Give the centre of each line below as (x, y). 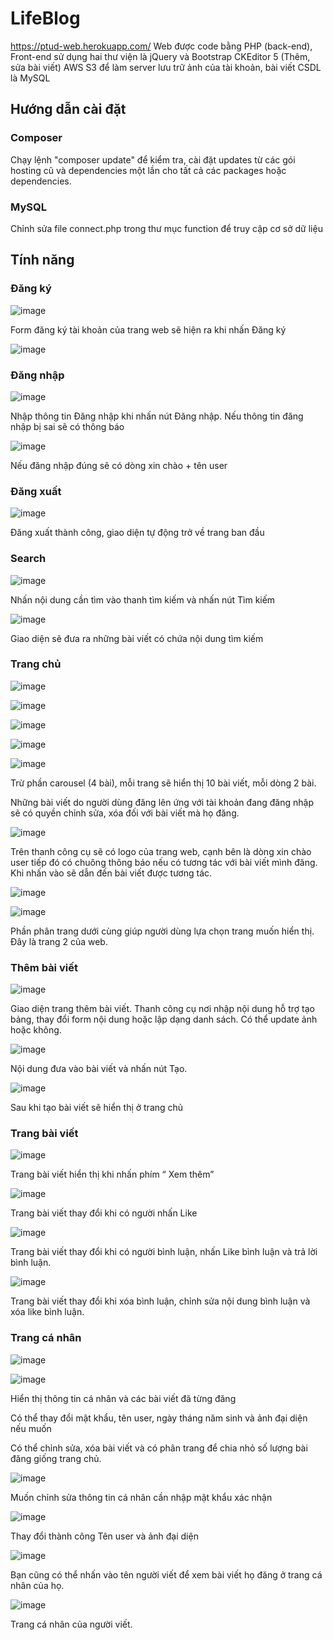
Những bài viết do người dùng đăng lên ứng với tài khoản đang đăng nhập (162, 802)
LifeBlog (45, 18)
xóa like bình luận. (47, 1312)
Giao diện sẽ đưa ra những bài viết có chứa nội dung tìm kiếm (137, 638)
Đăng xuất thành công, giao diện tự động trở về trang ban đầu (137, 533)
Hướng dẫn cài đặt (68, 109)
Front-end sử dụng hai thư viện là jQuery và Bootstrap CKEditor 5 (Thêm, (160, 56)
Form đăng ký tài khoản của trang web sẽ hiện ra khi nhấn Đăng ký (148, 329)
